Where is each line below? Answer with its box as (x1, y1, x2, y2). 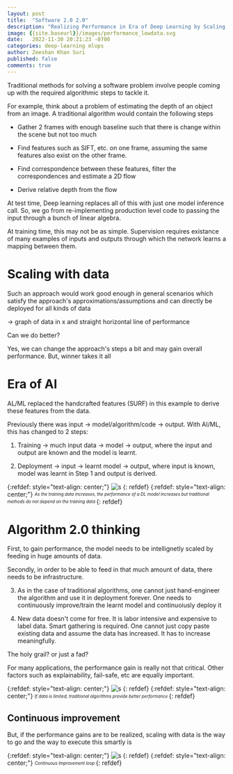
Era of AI (7, 376, 58, 392)
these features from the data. (7, 406, 91, 414)
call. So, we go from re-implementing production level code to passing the (7, 206, 220, 214)
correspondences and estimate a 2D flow (17, 172, 136, 180)
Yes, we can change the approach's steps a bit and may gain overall (7, 344, 203, 353)
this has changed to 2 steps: (7, 427, 88, 435)
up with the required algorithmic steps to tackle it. (7, 88, 150, 97)
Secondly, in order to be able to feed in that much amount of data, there (7, 565, 213, 574)
